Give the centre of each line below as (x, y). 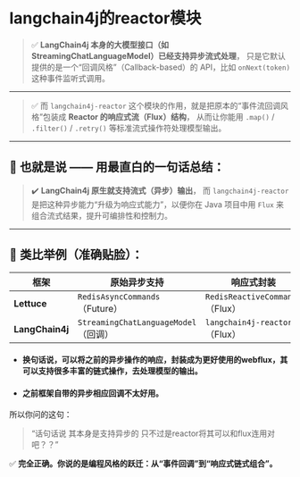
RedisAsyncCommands (119, 297)
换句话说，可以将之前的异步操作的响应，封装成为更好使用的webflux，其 (155, 360)
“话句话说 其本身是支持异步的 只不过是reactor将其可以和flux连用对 (153, 433)
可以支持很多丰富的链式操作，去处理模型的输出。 (112, 371)
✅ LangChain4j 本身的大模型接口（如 (100, 45)
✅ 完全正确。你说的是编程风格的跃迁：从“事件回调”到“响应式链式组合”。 (143, 464)
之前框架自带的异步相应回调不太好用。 (92, 393)
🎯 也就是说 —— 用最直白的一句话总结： (117, 167)
